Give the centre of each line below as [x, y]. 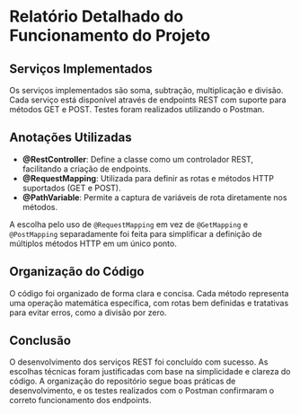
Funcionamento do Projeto [110, 35]
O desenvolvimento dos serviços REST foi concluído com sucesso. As [139, 362]
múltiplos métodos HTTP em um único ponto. [93, 243]
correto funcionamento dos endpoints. [80, 401]
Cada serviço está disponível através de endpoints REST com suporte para [148, 100]
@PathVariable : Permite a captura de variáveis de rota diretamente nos [154, 197]
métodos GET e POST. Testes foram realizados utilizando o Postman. [137, 109]
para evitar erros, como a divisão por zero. [88, 313]
